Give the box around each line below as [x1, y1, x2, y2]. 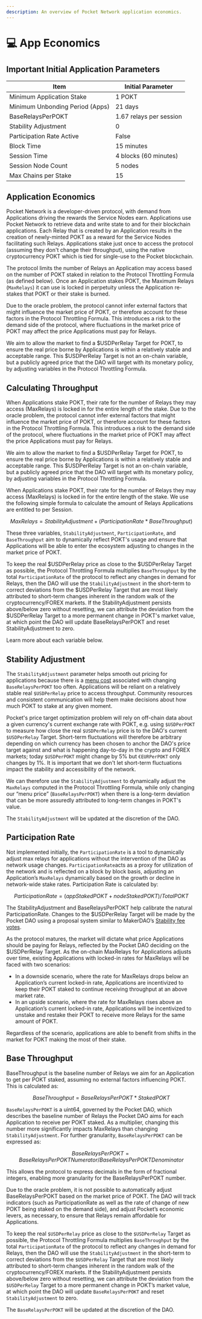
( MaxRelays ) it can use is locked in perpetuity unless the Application [6, 284, 174, 291]
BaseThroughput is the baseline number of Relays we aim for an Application [6, 1069, 195, 1077]
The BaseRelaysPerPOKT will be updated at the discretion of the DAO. [6, 1306, 175, 1313]
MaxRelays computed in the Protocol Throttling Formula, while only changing [6, 784, 195, 791]
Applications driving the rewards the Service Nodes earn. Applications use [6, 214, 192, 222]
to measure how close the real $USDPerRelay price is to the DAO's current [6, 727, 188, 735]
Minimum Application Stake [9, 92, 87, 101]
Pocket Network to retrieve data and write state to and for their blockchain [6, 220, 191, 228]
